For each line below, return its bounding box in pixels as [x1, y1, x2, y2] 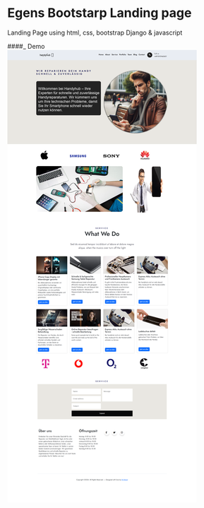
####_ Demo [7, 42, 45, 50]
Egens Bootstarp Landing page [7, 5, 192, 21]
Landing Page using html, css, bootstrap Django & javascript [7, 28, 183, 37]
